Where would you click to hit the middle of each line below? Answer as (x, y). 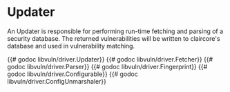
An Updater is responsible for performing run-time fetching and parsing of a (115, 31)
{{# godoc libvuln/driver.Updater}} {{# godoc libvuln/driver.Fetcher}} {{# (110, 59)
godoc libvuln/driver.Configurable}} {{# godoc (73, 74)
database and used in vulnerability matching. (71, 46)
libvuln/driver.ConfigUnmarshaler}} (57, 81)
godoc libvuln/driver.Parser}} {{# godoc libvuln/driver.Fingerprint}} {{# (107, 66)
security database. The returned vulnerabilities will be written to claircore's (114, 38)
